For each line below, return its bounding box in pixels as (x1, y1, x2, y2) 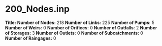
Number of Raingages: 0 (5, 35, 57, 41)
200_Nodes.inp (5, 3, 70, 15)
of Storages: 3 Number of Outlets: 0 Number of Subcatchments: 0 (5, 30, 144, 36)
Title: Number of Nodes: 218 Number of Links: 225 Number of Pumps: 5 (5, 20, 155, 25)
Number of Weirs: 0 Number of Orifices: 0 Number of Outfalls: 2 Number (5, 24, 158, 30)
